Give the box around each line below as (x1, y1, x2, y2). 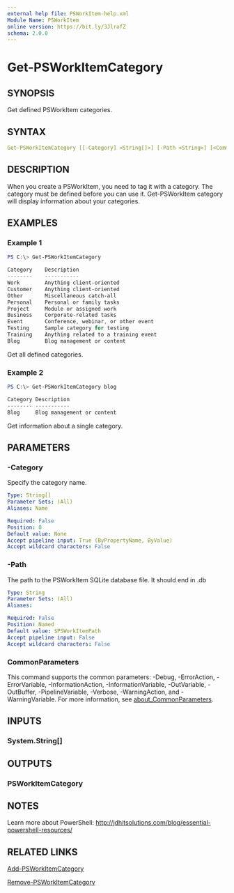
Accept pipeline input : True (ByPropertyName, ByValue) (7, 537, 173, 544)
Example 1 (7, 238, 42, 248)
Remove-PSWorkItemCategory (7, 878, 95, 887)
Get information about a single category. (7, 421, 123, 430)
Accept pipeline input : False (7, 634, 95, 641)
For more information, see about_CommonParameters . (58, 694, 214, 704)
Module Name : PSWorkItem (7, 17, 79, 24)
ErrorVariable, (7, 680, 47, 688)
